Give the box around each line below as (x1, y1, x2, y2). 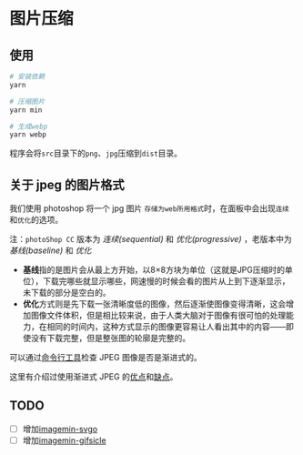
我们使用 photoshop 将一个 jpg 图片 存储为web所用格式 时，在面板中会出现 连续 (9, 203, 289, 214)
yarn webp (9, 130, 47, 139)
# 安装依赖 (9, 72, 45, 81)
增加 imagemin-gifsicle (22, 434, 106, 446)
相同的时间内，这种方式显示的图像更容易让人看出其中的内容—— (46, 321, 287, 332)
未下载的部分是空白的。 (22, 288, 111, 298)
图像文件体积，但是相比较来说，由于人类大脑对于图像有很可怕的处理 (30, 310, 287, 321)
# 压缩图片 (9, 96, 45, 106)
